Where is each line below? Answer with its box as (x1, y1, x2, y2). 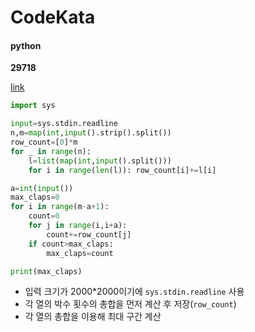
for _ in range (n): (10, 146, 92, 156)
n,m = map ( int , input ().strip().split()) (10, 128, 172, 138)
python (10, 39, 42, 51)
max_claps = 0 (10, 192, 60, 203)
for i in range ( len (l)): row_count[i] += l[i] (28, 165, 217, 175)
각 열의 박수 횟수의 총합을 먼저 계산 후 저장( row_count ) (24, 298, 237, 310)
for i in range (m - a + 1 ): (10, 202, 110, 212)
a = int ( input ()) (10, 183, 74, 193)
